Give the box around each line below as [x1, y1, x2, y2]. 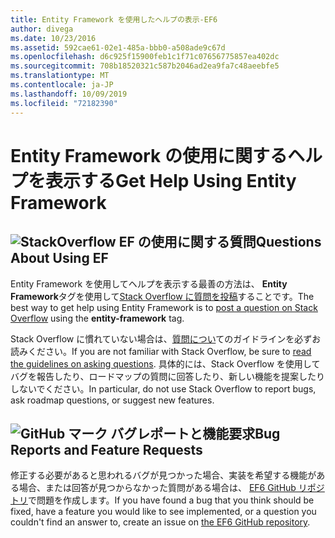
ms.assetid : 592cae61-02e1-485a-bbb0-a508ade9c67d [10, 42, 226, 53]
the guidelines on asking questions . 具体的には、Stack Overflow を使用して [10, 357, 321, 370]
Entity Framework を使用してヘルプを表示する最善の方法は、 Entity [10, 277, 288, 290]
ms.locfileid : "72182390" [10, 98, 118, 108]
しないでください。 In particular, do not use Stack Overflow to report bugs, [10, 382, 317, 395]
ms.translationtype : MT [10, 71, 110, 81]
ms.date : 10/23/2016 [10, 33, 97, 43]
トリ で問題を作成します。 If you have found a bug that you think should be [10, 494, 315, 506]
